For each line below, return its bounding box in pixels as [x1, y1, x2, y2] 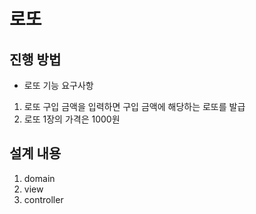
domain [23, 172, 56, 184]
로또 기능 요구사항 [23, 80, 94, 91]
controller [23, 193, 64, 205]
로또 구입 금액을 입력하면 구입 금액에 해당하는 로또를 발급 [23, 101, 246, 112]
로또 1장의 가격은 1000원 [23, 113, 121, 125]
